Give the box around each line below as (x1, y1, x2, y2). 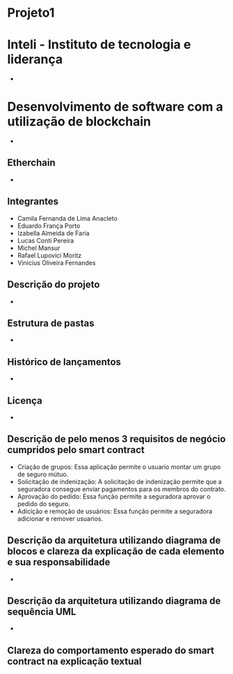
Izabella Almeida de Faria (17, 228, 90, 237)
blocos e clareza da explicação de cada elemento (7, 545, 225, 558)
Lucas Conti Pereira (17, 236, 74, 244)
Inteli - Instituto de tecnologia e (7, 37, 191, 53)
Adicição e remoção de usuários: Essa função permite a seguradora (17, 507, 213, 515)
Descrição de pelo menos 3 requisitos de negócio (7, 433, 226, 445)
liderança (7, 52, 63, 68)
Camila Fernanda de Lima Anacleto (17, 214, 118, 222)
